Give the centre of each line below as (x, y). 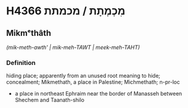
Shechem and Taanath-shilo (50, 100)
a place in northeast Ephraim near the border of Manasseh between (98, 94)
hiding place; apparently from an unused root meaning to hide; (83, 76)
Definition (21, 63)
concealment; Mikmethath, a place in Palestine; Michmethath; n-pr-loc (93, 82)
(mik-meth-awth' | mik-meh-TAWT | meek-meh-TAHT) (73, 47)
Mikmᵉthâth (29, 33)
